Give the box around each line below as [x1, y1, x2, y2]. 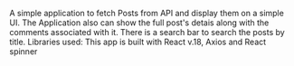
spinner [9, 46, 38, 57]
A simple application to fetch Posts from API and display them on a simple [9, 8, 285, 18]
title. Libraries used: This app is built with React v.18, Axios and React [9, 36, 267, 47]
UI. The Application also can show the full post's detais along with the [9, 17, 270, 28]
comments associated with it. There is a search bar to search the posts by [9, 27, 285, 37]
